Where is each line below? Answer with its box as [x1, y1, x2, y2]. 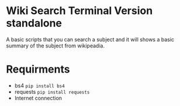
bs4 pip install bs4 [14, 82, 65, 89]
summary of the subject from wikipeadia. [6, 42, 105, 49]
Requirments [6, 63, 70, 76]
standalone [6, 16, 63, 30]
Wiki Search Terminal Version [6, 4, 153, 18]
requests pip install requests [14, 88, 90, 95]
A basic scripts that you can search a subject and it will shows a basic [6, 36, 174, 43]
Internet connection [14, 94, 63, 101]
